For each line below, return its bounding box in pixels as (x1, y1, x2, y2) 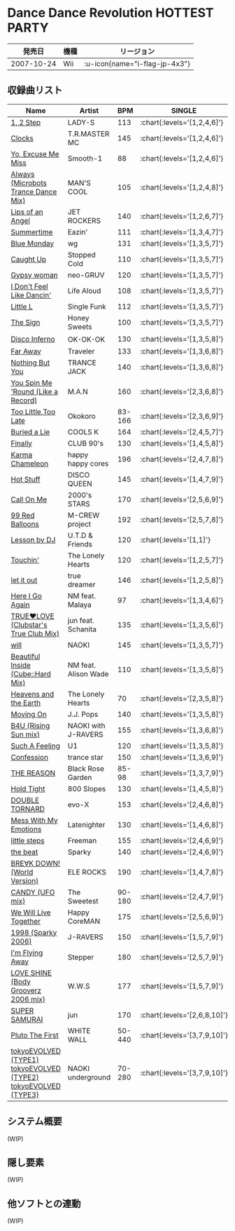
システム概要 (7, 1115, 63, 1127)
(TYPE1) (10, 1054, 40, 1064)
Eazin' (67, 227, 88, 236)
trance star (67, 752, 104, 762)
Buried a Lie (10, 426, 50, 436)
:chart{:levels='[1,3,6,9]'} (139, 752, 224, 762)
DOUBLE (10, 795, 40, 805)
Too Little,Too (10, 407, 56, 417)
